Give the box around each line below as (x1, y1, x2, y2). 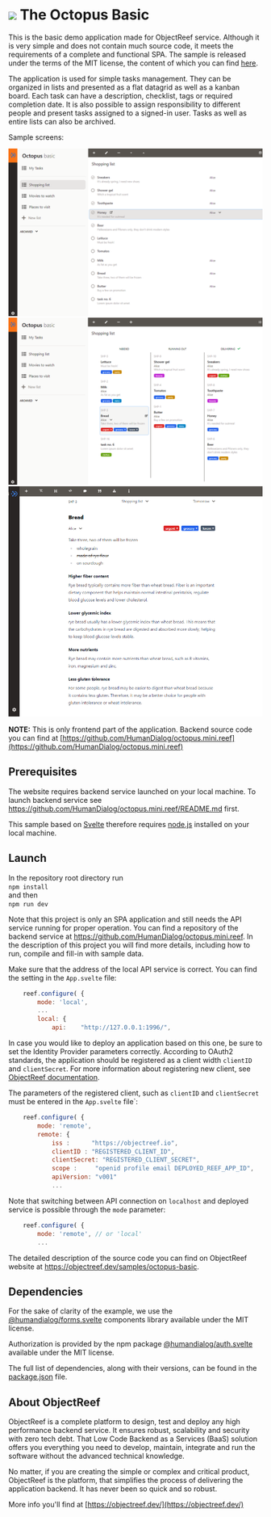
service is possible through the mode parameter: (8, 1204, 166, 1214)
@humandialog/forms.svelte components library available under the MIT (8, 1315, 249, 1325)
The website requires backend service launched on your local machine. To (8, 786, 256, 796)
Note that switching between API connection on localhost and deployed (8, 1196, 248, 1205)
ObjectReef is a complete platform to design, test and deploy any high (8, 1417, 240, 1427)
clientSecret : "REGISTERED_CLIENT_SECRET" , (51, 1156, 200, 1164)
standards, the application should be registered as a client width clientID (8, 1056, 252, 1065)
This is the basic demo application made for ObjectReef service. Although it (8, 32, 260, 42)
